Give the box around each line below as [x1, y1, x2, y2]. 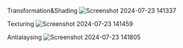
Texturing [7, 20, 34, 27]
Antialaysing [7, 33, 43, 41]
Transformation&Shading [7, 7, 78, 14]
